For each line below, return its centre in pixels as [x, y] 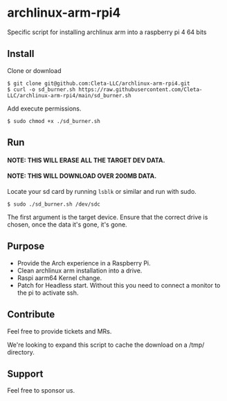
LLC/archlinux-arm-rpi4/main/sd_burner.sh [69, 95]
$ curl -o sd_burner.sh [42, 89]
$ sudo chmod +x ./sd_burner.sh [54, 121]
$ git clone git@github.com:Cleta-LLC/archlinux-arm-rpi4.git [99, 83]
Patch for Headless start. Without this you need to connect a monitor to [119, 285]
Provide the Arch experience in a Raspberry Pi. [84, 263]
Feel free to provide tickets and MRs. [60, 331]
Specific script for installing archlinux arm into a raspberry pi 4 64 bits [107, 32]
